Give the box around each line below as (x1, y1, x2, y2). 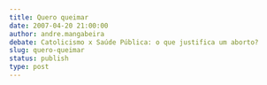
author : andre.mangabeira (9, 29, 104, 38)
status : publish (9, 54, 69, 63)
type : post (9, 63, 50, 72)
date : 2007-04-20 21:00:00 (9, 21, 109, 30)
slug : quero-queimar (9, 46, 86, 55)
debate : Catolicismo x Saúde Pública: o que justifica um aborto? (9, 37, 259, 47)
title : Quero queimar (9, 12, 89, 22)
